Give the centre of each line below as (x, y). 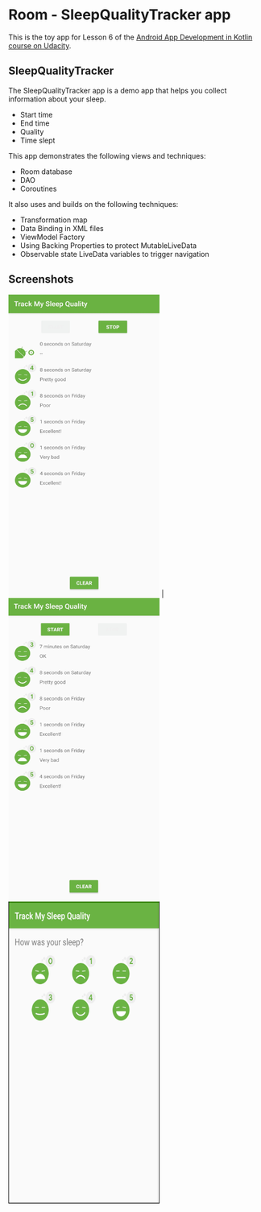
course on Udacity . (40, 45)
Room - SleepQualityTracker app (120, 15)
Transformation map (54, 220)
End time (35, 123)
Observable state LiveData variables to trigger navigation (114, 254)
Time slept (37, 140)
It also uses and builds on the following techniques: (93, 204)
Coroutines (38, 188)
